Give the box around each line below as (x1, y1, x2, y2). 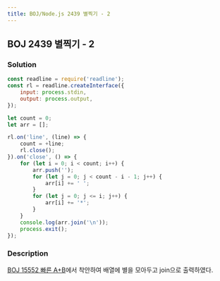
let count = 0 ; (7, 114, 52, 122)
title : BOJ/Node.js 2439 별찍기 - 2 (7, 10, 111, 18)
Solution (7, 59, 37, 69)
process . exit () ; (20, 225, 68, 232)
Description (7, 249, 49, 258)
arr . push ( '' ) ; (32, 166, 74, 173)
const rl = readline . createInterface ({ (7, 82, 125, 89)
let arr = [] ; (7, 121, 49, 128)
